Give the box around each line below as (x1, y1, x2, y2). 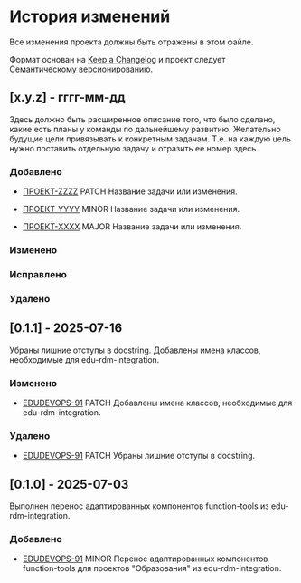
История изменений (9, 6, 171, 27)
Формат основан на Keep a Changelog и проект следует (9, 53, 226, 64)
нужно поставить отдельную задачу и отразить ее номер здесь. (9, 142, 259, 153)
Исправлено (9, 267, 68, 280)
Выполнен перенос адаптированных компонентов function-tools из (9, 500, 269, 511)
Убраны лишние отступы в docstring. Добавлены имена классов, (9, 345, 261, 355)
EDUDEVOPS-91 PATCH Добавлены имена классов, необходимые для (22, 397, 293, 408)
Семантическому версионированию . (9, 63, 154, 74)
